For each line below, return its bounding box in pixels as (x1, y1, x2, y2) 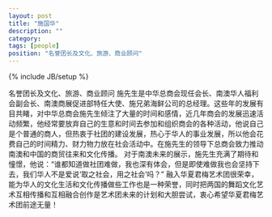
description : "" (8, 27, 63, 35)
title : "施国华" (8, 19, 60, 28)
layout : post (8, 11, 53, 20)
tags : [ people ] (8, 42, 60, 50)
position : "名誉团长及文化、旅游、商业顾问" (8, 49, 143, 57)
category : (8, 34, 42, 43)
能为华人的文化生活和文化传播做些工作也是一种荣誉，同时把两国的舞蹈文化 (8, 180, 257, 189)
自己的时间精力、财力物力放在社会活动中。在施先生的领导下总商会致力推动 (15, 139, 264, 148)
